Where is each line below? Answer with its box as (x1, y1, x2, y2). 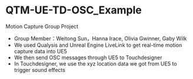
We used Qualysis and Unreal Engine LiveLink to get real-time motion (14, 42, 182, 49)
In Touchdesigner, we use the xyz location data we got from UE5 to (14, 60, 177, 67)
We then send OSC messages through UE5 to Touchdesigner (14, 54, 162, 61)
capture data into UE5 (14, 47, 67, 54)
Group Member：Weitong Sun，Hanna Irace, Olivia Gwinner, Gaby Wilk (14, 35, 187, 42)
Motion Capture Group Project (5, 23, 79, 30)
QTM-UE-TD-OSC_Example (5, 4, 142, 17)
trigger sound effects (14, 66, 66, 73)
